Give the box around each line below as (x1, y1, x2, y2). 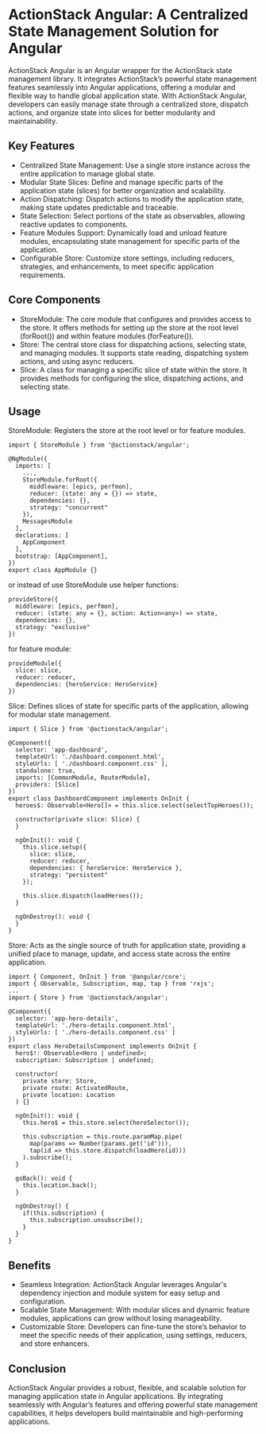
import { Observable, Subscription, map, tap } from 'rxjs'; (8, 980, 215, 988)
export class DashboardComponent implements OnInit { (8, 794, 191, 803)
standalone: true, (15, 767, 77, 775)
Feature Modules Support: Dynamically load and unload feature (19, 228, 228, 238)
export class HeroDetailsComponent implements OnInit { (8, 1042, 197, 1050)
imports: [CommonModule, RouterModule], (15, 774, 151, 782)
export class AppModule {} (8, 566, 98, 574)
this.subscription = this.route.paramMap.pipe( (22, 1133, 183, 1141)
